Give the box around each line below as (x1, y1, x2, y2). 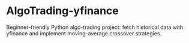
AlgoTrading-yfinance (6, 4, 119, 18)
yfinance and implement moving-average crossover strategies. (6, 29, 162, 37)
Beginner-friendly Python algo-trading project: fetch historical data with (6, 24, 184, 31)
